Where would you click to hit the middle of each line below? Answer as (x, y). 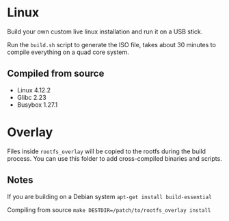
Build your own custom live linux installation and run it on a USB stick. (105, 31)
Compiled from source (56, 74)
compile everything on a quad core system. (68, 52)
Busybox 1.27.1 (37, 105)
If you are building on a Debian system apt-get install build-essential (109, 196)
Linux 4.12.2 (34, 90)
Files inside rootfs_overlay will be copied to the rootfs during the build (107, 151)
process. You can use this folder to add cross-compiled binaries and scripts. (114, 158)
